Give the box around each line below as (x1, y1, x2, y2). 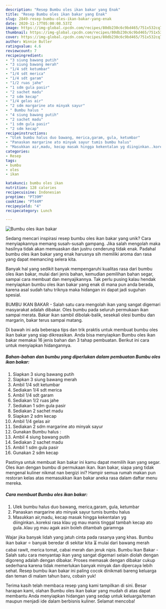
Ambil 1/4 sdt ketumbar (12, 382, 60, 388)
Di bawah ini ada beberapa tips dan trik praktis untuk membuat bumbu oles (5, 327, 158, 333)
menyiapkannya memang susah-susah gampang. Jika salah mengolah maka (5, 241, 161, 246)
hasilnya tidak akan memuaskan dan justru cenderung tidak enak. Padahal (5, 246, 156, 252)
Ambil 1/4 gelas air (12, 419, 51, 425)
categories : (5, 149, 30, 154)
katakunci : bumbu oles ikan (5, 181, 64, 186)
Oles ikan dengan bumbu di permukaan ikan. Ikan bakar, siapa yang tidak (5, 464, 154, 470)
